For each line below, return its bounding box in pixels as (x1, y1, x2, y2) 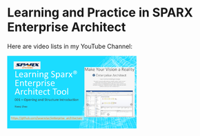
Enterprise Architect (7, 19, 126, 35)
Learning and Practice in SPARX (7, 5, 193, 21)
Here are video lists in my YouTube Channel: (7, 42, 133, 50)
